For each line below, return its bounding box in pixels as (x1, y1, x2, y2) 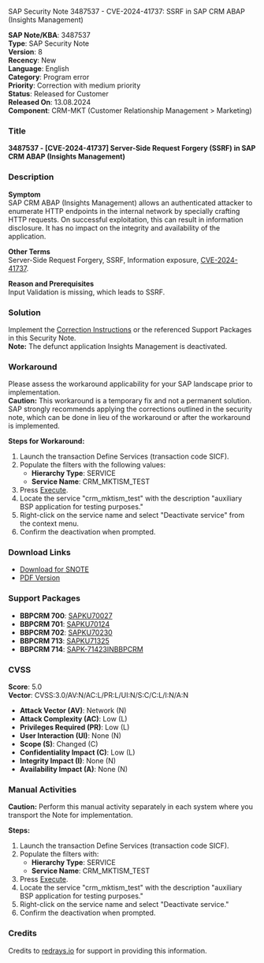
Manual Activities (8, 785, 77, 795)
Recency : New (8, 55, 57, 65)
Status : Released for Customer (8, 89, 109, 98)
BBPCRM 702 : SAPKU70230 (19, 628, 113, 637)
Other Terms (8, 246, 51, 256)
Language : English (8, 64, 69, 73)
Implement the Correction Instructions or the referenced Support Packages (8, 324, 252, 334)
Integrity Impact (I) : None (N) (19, 756, 117, 766)
